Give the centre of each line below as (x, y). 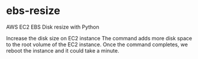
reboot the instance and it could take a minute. (63, 50)
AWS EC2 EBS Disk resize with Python (53, 27)
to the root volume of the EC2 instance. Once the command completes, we (97, 44)
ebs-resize (33, 11)
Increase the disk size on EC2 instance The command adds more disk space (99, 38)
